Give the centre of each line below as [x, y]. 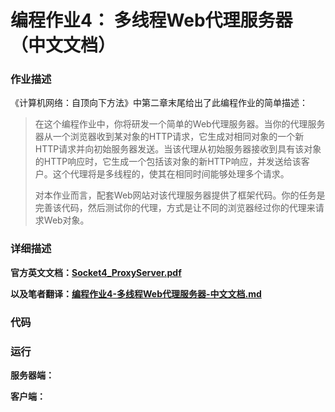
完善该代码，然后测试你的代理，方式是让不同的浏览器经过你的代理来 [175, 208]
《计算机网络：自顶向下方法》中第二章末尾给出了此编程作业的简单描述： [159, 103]
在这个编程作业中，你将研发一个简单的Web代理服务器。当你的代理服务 [180, 124]
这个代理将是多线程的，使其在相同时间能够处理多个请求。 [171, 174]
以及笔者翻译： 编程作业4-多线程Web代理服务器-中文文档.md [136, 293]
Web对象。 [66, 220]
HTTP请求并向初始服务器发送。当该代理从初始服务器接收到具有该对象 [178, 149]
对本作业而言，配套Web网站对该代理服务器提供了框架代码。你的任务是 [180, 195]
